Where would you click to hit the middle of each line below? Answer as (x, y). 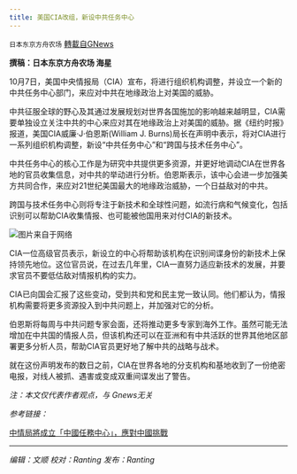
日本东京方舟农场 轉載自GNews (61, 43)
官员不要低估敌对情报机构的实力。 (79, 275)
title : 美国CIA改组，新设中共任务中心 (72, 17)
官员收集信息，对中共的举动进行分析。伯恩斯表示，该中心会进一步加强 (152, 175)
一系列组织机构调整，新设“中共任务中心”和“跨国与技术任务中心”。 (128, 144)
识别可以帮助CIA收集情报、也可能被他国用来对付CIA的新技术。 (123, 215)
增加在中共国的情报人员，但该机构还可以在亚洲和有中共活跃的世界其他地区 (145, 335)
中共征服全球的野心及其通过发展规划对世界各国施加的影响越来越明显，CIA (144, 111)
